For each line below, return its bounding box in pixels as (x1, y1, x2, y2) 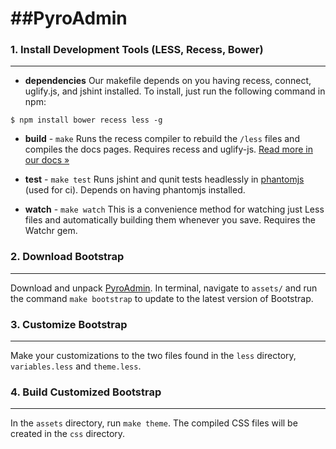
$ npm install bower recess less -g (10, 115, 163, 126)
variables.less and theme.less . (10, 360, 142, 372)
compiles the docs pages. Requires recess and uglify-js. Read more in (24, 143, 313, 156)
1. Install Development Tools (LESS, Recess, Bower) (10, 43, 264, 57)
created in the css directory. (10, 428, 126, 440)
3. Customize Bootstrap (10, 317, 128, 331)
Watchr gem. (24, 225, 78, 237)
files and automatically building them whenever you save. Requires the (24, 214, 316, 226)
